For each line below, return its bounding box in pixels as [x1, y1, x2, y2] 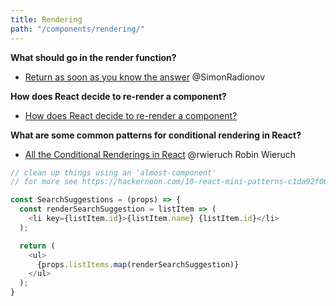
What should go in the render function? [10, 51, 177, 63]
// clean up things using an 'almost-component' [10, 167, 217, 178]
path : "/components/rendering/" [10, 24, 145, 34]
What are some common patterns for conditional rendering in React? [10, 129, 302, 141]
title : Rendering [10, 14, 83, 25]
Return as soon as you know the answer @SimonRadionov [24, 71, 266, 83]
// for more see [10, 177, 78, 187]
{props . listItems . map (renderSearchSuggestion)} [36, 259, 240, 270]
